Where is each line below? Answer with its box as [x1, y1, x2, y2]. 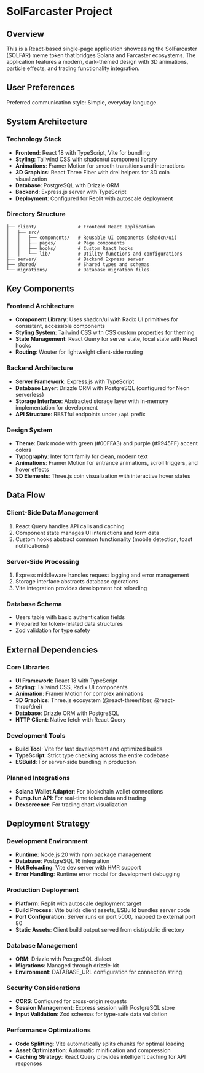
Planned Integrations [6, 774, 71, 782]
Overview [6, 29, 45, 39]
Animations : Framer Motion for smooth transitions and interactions [15, 162, 186, 170]
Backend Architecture [6, 364, 74, 372]
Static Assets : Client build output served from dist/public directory [15, 926, 185, 933]
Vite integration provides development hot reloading [15, 585, 147, 592]
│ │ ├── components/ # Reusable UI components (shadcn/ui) [6, 235, 177, 241]
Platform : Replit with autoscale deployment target [15, 900, 141, 907]
